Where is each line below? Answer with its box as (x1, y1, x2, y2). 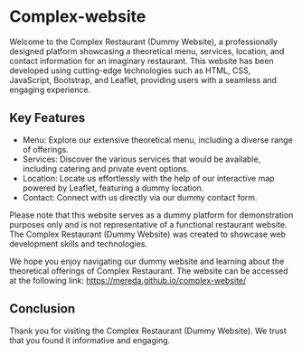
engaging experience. (9, 84, 91, 95)
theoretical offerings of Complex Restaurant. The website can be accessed (9, 265, 288, 276)
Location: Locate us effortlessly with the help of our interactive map (22, 173, 275, 183)
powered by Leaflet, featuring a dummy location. (22, 182, 204, 193)
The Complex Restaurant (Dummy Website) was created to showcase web (9, 229, 287, 239)
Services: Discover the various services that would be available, (22, 154, 261, 164)
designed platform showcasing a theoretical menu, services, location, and (9, 45, 285, 56)
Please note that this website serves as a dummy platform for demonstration (9, 210, 294, 220)
